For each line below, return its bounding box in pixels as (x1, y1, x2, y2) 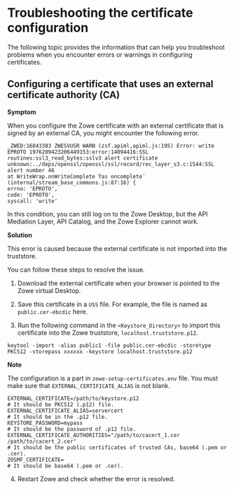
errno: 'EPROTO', (7, 185, 58, 192)
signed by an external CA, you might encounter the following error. (7, 128, 200, 137)
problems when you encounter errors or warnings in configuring (7, 50, 193, 59)
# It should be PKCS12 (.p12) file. (7, 401, 114, 408)
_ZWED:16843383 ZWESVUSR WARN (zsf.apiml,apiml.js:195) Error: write (7, 142, 215, 149)
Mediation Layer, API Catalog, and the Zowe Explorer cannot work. (7, 217, 200, 226)
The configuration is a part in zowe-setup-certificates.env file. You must (7, 373, 219, 383)
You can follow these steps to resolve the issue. (7, 265, 145, 274)
